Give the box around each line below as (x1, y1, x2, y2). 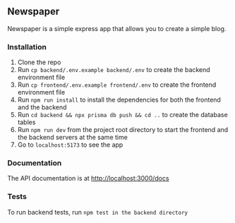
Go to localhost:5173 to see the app (17, 140, 123, 149)
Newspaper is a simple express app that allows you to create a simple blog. (7, 24, 227, 32)
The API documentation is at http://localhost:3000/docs (7, 174, 169, 183)
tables (17, 118, 36, 126)
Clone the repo (17, 58, 61, 66)
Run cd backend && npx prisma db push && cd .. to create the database (17, 111, 228, 119)
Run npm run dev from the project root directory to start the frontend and (17, 126, 229, 134)
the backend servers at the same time (17, 133, 128, 142)
